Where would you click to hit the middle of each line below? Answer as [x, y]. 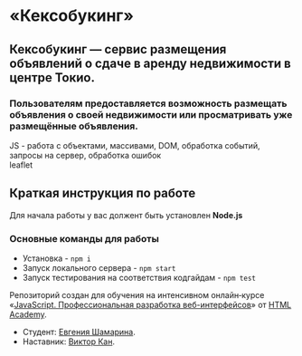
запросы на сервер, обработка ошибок [85, 155]
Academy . [28, 314]
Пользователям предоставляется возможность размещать [148, 103]
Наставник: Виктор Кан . [69, 342]
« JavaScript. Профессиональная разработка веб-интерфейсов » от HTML [151, 304]
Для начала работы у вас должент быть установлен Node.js [126, 215]
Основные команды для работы [85, 238]
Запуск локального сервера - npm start [99, 267]
